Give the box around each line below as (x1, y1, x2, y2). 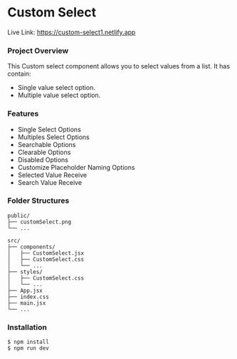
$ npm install (7, 338, 50, 346)
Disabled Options (17, 155, 69, 164)
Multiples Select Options (17, 133, 90, 141)
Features (7, 108, 39, 118)
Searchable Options (17, 140, 76, 148)
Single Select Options (17, 125, 82, 133)
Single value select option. (17, 84, 96, 92)
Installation (7, 322, 48, 332)
